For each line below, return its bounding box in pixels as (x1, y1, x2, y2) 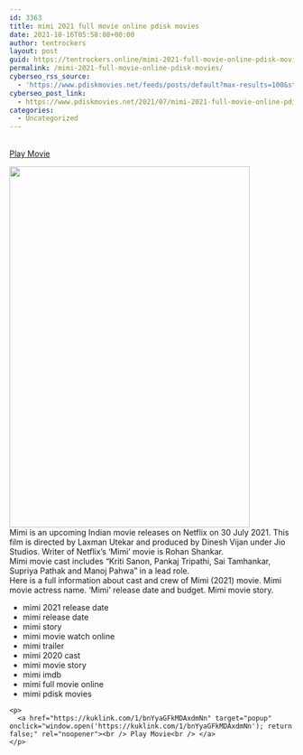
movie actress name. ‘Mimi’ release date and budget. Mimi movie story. (9, 584, 274, 596)
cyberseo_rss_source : (9, 72, 91, 81)
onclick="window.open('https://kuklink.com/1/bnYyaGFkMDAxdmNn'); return (9, 722, 293, 732)
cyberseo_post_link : (9, 89, 87, 98)
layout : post (9, 47, 59, 56)
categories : (9, 106, 54, 115)
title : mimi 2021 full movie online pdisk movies (9, 22, 200, 31)
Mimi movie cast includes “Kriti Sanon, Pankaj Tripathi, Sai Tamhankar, (9, 556, 271, 567)
